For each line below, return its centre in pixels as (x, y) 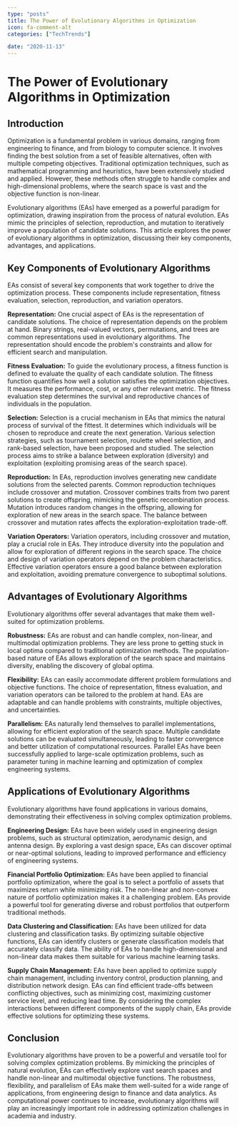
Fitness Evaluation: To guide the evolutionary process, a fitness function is (118, 365)
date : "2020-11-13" (36, 47)
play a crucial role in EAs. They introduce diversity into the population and (116, 544)
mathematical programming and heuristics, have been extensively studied (116, 171)
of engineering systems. (43, 860)
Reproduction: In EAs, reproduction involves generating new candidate (112, 477)
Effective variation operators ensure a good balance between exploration (115, 566)
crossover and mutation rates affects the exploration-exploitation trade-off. (118, 522)
